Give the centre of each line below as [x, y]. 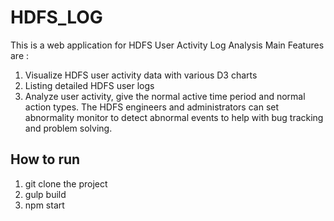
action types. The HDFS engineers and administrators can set [152, 107]
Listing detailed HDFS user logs [89, 85]
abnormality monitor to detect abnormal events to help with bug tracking [174, 117]
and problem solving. [68, 128]
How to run [45, 159]
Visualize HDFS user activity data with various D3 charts [141, 75]
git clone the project [66, 183]
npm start [44, 205]
